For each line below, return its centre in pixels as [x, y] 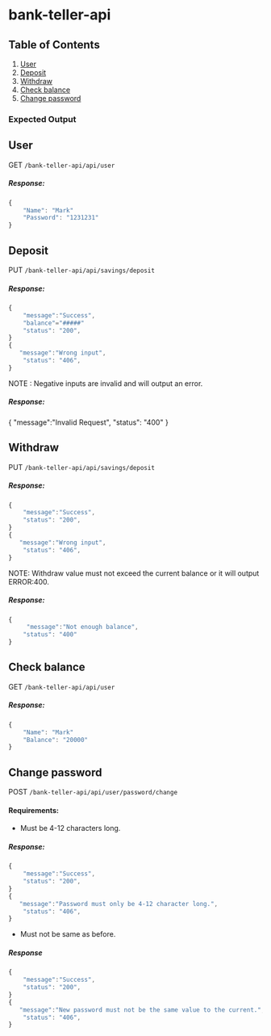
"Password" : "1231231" [61, 218]
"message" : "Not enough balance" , [82, 627]
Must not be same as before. [68, 934]
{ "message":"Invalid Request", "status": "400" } [89, 422]
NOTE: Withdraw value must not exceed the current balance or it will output [134, 573]
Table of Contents [54, 45]
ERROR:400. [29, 581]
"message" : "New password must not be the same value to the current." [140, 1010]
